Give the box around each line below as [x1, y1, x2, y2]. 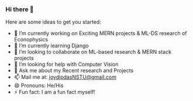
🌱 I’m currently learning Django [13, 42, 89, 49]
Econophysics [13, 36, 48, 43]
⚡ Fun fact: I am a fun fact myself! [13, 89, 96, 96]
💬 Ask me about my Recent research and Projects [13, 67, 134, 74]
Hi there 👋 [5, 5, 35, 13]
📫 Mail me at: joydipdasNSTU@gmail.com [13, 74, 116, 81]
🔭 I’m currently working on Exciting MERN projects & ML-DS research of [13, 30, 188, 37]
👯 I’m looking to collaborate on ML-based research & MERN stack [13, 48, 172, 55]
